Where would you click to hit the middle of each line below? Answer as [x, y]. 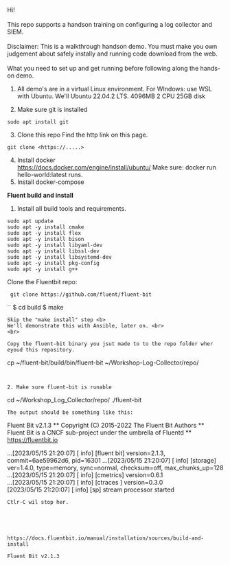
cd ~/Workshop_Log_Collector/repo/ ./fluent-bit [74, 400]
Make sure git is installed [52, 109]
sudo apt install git [38, 122]
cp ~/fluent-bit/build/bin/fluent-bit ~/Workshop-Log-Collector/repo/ [103, 362]
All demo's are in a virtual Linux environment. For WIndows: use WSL [115, 89]
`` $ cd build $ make [35, 307]
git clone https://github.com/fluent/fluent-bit [81, 295]
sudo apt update [30, 221]
